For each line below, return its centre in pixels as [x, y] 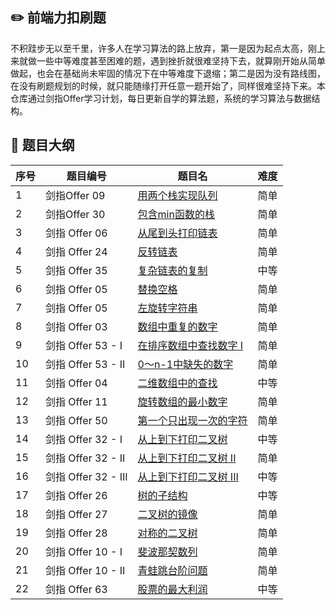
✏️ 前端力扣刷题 [58, 18]
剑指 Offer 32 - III [86, 476]
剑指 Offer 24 [76, 251]
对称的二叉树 [167, 533]
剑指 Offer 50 [76, 420]
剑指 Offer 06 [76, 233]
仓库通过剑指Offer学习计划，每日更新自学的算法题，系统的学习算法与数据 [161, 98]
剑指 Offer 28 [76, 533]
